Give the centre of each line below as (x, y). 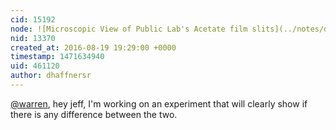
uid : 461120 (35, 66)
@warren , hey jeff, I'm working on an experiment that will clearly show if (159, 103)
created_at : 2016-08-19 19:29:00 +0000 (93, 47)
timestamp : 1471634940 (57, 57)
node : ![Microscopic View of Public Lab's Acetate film (129, 29)
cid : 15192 (33, 19)
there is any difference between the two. (94, 114)
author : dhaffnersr (51, 76)
